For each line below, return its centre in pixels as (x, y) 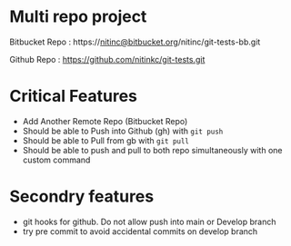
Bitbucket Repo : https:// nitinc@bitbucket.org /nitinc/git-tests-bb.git (135, 42)
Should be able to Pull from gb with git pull (105, 140)
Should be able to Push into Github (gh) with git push (123, 131)
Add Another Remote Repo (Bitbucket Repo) (105, 121)
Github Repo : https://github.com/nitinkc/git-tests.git (107, 59)
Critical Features (74, 96)
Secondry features (82, 197)
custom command (56, 160)
